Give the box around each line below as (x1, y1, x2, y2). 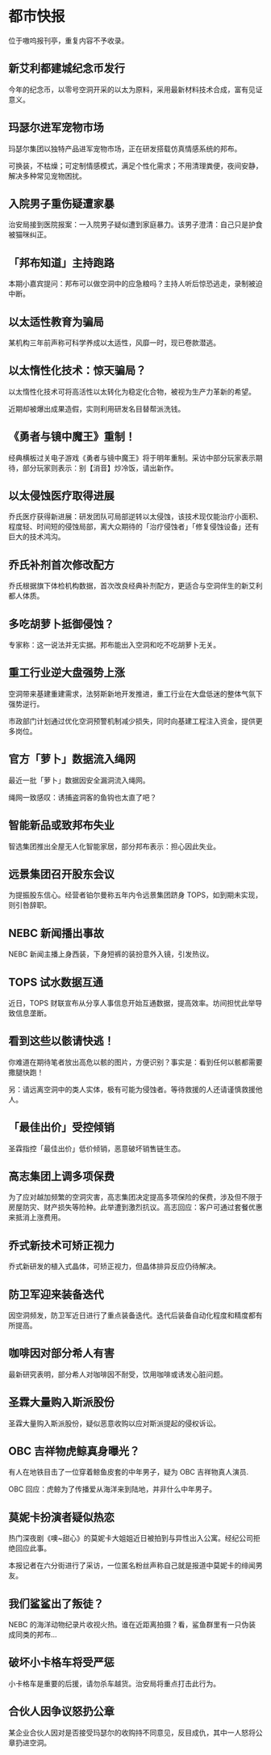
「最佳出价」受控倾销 (8, 1120, 115, 1134)
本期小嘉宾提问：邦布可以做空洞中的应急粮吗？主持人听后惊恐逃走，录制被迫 (8, 279, 263, 289)
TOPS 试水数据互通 (8, 975, 103, 989)
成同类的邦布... (8, 1630, 58, 1639)
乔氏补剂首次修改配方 (8, 558, 115, 572)
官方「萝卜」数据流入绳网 (8, 753, 135, 766)
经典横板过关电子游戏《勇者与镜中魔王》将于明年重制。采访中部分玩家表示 (8, 453, 256, 462)
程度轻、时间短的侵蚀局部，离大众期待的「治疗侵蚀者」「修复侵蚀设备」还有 (8, 522, 260, 532)
